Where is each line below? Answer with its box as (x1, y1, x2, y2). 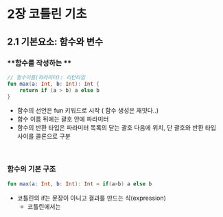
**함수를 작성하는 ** (7, 58, 72, 67)
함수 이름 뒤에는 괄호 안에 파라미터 (16, 115, 109, 124)
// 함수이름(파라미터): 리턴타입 (7, 73, 86, 81)
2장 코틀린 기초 (7, 6, 87, 22)
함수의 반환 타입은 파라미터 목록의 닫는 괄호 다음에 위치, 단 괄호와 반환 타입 (16, 124, 217, 132)
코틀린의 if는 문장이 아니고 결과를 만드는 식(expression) (16, 194, 167, 202)
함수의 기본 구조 (7, 164, 56, 174)
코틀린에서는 (27, 202, 61, 210)
